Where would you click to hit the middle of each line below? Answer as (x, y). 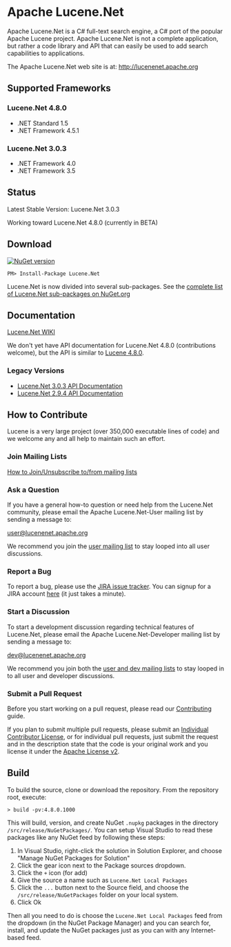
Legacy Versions (36, 371)
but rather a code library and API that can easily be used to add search (108, 46)
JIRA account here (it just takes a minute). (67, 594)
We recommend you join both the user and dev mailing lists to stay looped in (115, 668)
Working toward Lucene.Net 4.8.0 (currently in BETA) (83, 223)
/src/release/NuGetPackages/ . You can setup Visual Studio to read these (110, 829)
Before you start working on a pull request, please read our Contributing (109, 709)
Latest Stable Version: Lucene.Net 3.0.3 (63, 209)
